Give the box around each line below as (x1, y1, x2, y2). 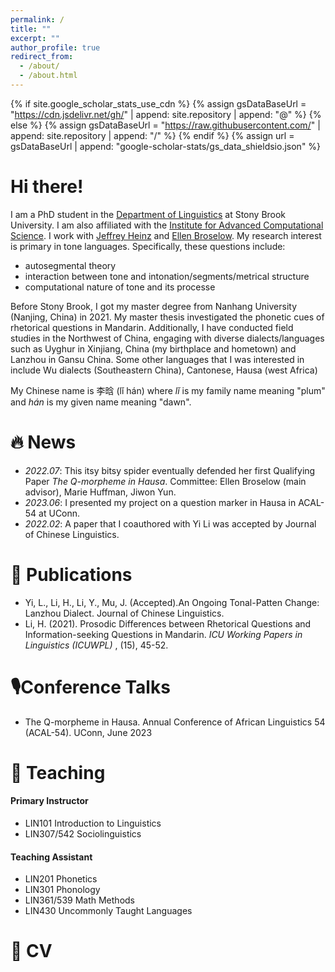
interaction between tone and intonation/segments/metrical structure (24, 270, 310, 282)
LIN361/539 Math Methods (24, 894, 135, 906)
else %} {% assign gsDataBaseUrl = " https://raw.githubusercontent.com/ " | (10, 119, 321, 131)
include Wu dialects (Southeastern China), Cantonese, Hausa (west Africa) (10, 364, 318, 376)
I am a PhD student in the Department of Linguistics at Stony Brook (10, 208, 287, 220)
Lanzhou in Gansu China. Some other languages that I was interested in (10, 353, 305, 365)
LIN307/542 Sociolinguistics (24, 828, 142, 840)
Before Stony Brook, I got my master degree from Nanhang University (10, 300, 298, 312)
